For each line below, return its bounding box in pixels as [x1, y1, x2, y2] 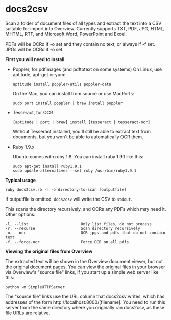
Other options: [5, 211, 36, 217]
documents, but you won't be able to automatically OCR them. [12, 134, 143, 140]
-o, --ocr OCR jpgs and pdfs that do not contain [5, 230, 166, 235]
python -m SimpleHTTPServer [5, 284, 65, 290]
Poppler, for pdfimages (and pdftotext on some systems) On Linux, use [12, 66, 162, 72]
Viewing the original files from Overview [5, 248, 93, 254]
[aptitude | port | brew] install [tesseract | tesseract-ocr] [12, 119, 151, 125]
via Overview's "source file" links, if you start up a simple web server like [5, 269, 159, 275]
